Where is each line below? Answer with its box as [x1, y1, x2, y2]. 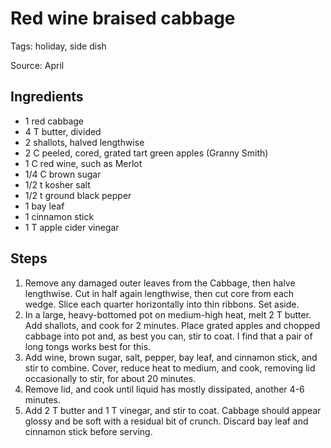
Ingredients [10, 88, 84, 106]
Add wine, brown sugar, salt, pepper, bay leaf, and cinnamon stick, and [24, 351, 318, 363]
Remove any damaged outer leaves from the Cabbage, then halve [24, 277, 296, 289]
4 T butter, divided [24, 125, 102, 137]
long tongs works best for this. [24, 340, 152, 352]
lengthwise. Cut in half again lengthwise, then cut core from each [24, 287, 295, 299]
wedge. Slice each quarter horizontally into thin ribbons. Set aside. [24, 298, 300, 310]
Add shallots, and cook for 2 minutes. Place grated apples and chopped [24, 319, 321, 331]
